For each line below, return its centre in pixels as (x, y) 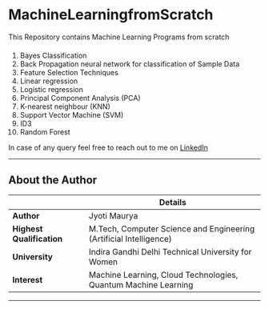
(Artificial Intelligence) (130, 239)
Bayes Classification (53, 55)
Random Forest (45, 132)
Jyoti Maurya (113, 216)
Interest (28, 280)
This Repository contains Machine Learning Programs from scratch (119, 37)
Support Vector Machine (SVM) (72, 114)
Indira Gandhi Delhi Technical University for (170, 252)
